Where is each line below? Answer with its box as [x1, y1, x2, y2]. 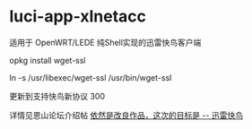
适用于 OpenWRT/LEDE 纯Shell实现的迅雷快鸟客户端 [9, 37, 202, 47]
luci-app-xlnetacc [9, 6, 146, 27]
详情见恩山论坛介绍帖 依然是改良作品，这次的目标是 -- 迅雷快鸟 [9, 109, 244, 120]
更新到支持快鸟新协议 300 [9, 90, 106, 101]
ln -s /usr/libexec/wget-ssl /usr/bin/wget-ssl [9, 72, 172, 82]
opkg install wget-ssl [9, 55, 87, 65]
